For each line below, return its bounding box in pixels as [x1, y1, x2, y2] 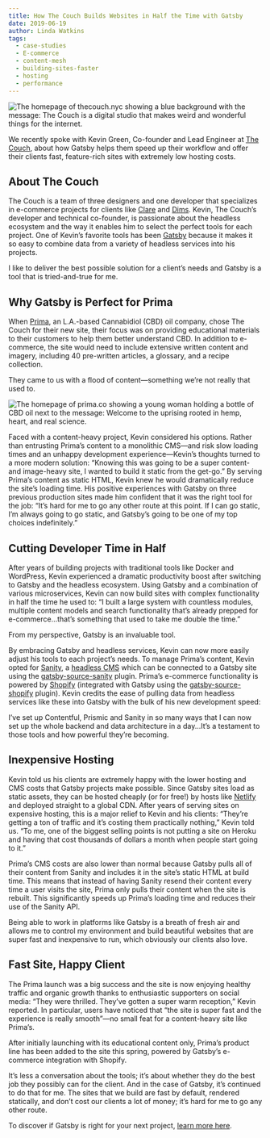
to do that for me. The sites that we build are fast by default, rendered [8, 1087, 240, 1098]
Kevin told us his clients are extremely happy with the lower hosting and [8, 774, 247, 784]
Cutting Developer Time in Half [8, 542, 167, 555]
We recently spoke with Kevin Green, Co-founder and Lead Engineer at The [8, 134, 260, 144]
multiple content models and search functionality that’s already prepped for [8, 605, 259, 615]
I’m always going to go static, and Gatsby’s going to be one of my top [8, 509, 238, 519]
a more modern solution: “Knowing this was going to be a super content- [8, 458, 250, 468]
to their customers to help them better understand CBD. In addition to [8, 334, 239, 344]
